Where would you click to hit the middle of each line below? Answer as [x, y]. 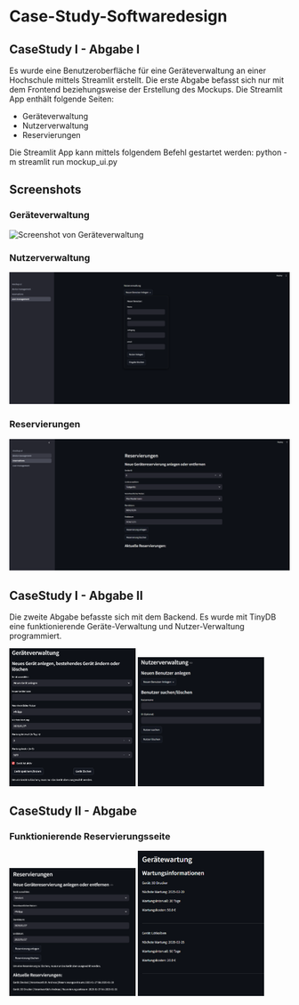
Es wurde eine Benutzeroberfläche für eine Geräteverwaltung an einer [138, 70]
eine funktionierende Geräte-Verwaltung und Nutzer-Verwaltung [127, 627]
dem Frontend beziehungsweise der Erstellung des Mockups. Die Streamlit [146, 89]
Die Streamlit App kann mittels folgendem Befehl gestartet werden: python [145, 152]
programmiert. [36, 636]
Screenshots [45, 190]
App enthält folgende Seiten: [61, 99]
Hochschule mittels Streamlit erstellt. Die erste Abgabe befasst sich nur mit [147, 80]
